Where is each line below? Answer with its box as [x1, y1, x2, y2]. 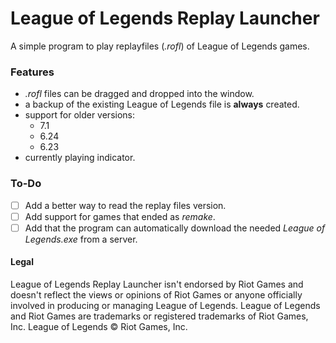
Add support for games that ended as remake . [24, 210, 216, 222]
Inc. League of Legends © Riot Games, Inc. [10, 320, 188, 332]
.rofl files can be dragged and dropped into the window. [24, 88, 255, 100]
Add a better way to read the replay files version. [24, 199, 227, 211]
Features [10, 65, 55, 79]
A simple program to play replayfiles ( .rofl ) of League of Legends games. [10, 40, 310, 52]
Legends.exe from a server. [24, 233, 138, 245]
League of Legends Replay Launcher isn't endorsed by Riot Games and [10, 278, 304, 290]
